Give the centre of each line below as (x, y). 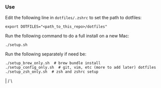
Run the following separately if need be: (46, 54)
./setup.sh (16, 45)
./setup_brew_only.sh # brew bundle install (53, 63)
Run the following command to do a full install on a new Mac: (67, 36)
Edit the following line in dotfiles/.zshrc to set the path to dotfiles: (74, 18)
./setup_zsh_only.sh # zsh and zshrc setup (52, 72)
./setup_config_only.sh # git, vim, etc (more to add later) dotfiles (80, 68)
